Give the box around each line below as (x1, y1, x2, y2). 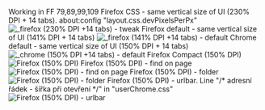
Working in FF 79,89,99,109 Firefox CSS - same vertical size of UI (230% (8, 7, 250, 16)
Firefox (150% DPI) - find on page (80, 58, 192, 68)
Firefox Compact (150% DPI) (146, 50, 242, 59)
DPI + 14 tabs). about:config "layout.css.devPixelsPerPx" (8, 15, 198, 25)
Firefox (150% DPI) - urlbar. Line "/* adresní (107, 76, 252, 85)
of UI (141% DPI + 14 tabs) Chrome (8, 32, 257, 42)
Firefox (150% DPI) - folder (129, 67, 220, 76)
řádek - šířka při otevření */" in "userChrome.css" (8, 84, 174, 94)
